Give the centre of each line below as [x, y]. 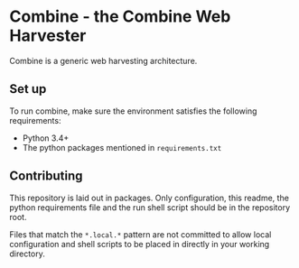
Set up [28, 89]
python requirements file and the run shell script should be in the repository [150, 207]
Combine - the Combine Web [120, 17]
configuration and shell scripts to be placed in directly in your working [140, 244]
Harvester [48, 36]
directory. [27, 254]
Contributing [46, 176]
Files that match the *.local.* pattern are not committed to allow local [140, 234]
